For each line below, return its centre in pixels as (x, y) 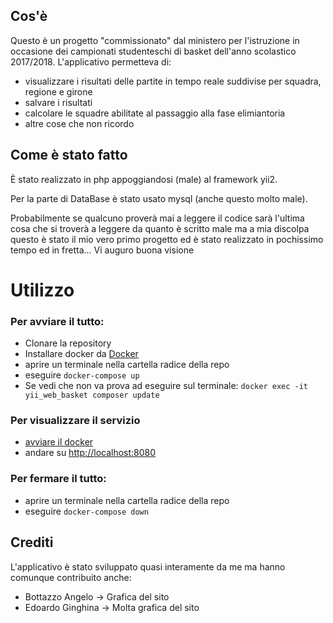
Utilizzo (42, 290)
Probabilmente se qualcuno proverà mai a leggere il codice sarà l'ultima (157, 218)
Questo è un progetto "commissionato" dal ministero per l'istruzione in (155, 40)
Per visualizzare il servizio (75, 421)
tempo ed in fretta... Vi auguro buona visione (102, 250)
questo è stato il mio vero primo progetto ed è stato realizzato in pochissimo (167, 239)
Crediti (32, 542)
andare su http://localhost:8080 (90, 453)
